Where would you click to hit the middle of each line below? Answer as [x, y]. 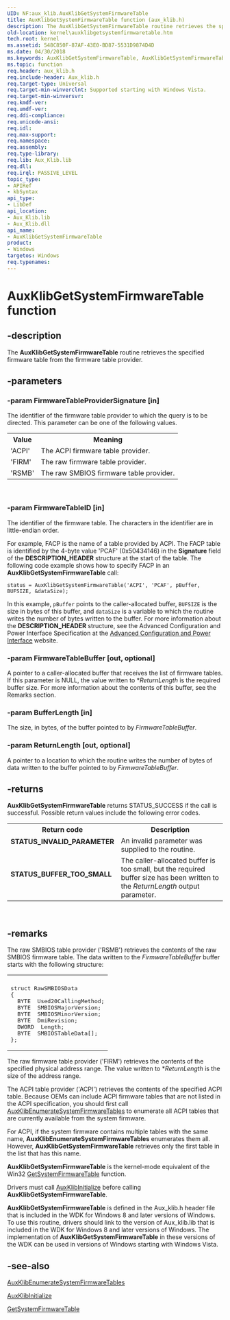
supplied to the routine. [158, 850]
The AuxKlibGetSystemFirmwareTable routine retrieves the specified [106, 352]
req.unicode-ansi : [33, 122]
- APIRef [20, 186]
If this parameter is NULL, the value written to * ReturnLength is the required [114, 680]
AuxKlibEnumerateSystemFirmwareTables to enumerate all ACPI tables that [113, 1111]
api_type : [21, 199]
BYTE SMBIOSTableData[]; [57, 1034]
